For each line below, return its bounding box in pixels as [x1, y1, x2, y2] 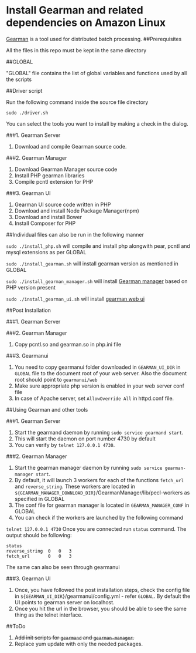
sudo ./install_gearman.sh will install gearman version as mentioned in [6, 260, 178, 267]
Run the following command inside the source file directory [6, 98, 149, 106]
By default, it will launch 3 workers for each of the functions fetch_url [14, 476, 184, 483]
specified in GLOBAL [14, 495, 65, 502]
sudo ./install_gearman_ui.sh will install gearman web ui [6, 295, 145, 302]
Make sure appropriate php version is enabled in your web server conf [14, 382, 185, 389]
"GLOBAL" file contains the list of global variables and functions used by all [6, 69, 187, 76]
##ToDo [6, 622, 26, 630]
